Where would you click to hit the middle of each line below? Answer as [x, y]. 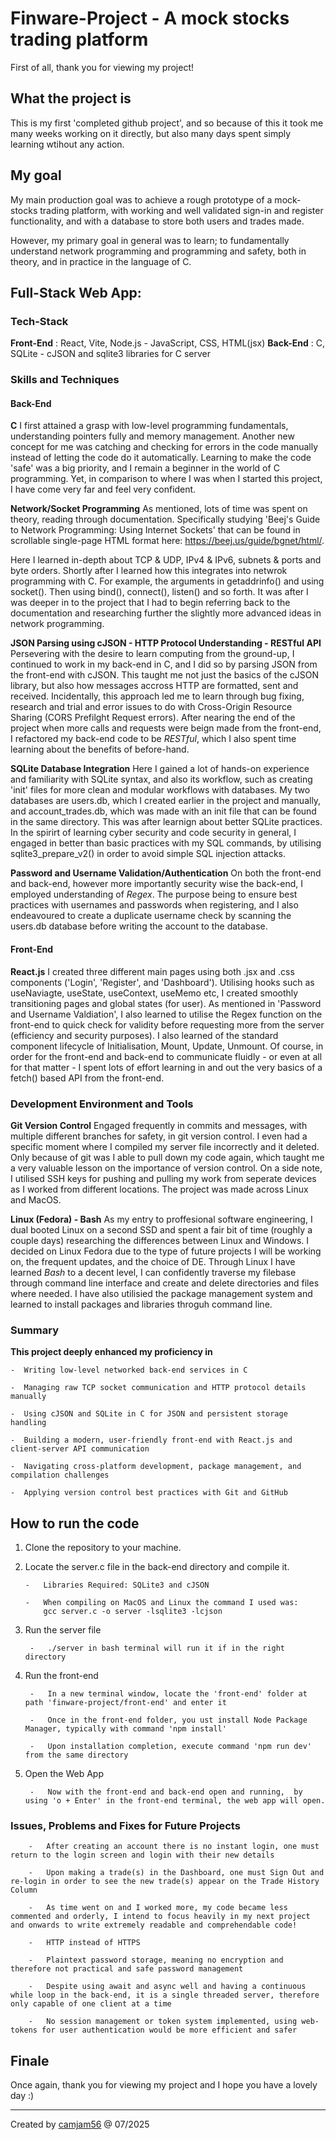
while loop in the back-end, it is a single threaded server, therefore [165, 1995]
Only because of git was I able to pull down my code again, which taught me [167, 1157]
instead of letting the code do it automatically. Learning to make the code [161, 458]
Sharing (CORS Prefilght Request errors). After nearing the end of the [153, 718]
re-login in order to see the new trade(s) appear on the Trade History [165, 1882]
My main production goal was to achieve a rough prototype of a [141, 199]
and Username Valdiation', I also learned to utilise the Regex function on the [166, 1014]
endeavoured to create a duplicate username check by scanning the [151, 916]
